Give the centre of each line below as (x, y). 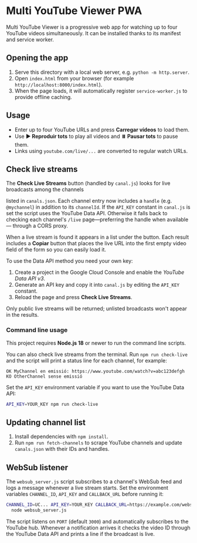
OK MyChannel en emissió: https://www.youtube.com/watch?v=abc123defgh (95, 371)
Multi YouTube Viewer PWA (74, 11)
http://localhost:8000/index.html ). (58, 84)
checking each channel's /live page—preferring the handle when (86, 220)
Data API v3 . (30, 279)
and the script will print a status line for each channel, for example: (86, 360)
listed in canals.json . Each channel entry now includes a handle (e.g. (89, 201)
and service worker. (30, 39)
